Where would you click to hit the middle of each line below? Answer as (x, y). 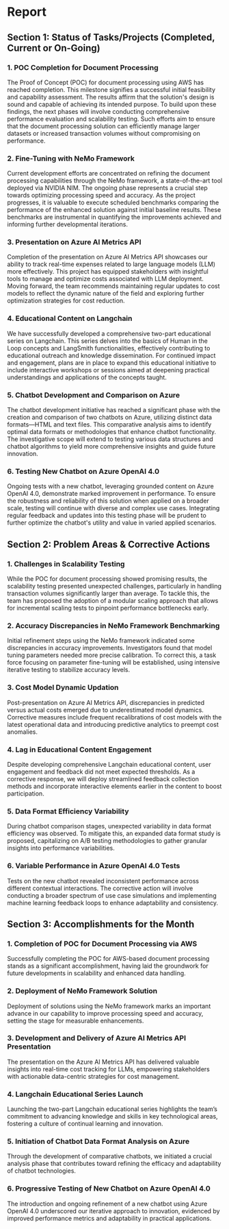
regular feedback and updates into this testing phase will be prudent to (107, 516)
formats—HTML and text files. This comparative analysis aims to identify (109, 425)
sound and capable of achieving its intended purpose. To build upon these (112, 104)
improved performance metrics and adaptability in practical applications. (109, 1218)
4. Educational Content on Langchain (70, 318)
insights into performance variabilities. (61, 848)
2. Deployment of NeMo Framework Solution (82, 991)
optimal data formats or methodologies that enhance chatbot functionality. (112, 432)
